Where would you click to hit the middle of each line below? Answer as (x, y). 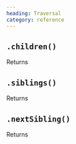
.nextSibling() (38, 119)
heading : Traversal (34, 13)
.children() (32, 46)
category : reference (36, 20)
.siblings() (32, 83)
